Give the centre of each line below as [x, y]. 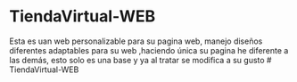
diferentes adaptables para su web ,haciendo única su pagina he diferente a [149, 50]
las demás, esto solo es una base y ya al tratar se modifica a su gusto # [140, 60]
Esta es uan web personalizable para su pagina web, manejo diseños [136, 41]
